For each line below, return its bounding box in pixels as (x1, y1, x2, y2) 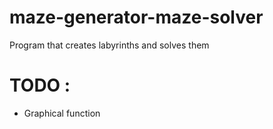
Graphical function (23, 107, 101, 119)
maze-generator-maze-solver (9, 6, 264, 29)
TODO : (9, 74, 71, 97)
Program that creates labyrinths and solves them (9, 39, 210, 51)
